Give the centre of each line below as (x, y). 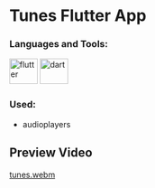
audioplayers (46, 124)
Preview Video (51, 153)
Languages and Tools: (59, 44)
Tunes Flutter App (78, 16)
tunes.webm (32, 174)
